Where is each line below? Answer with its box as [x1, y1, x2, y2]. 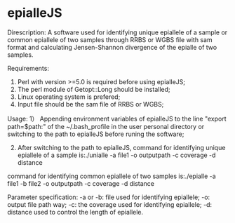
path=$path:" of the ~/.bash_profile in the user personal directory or [7, 122, 205, 130]
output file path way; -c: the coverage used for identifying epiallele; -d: [7, 200, 213, 208]
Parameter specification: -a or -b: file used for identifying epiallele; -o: [7, 193, 210, 201]
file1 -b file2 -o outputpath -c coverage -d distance [7, 179, 154, 187]
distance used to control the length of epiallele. [7, 208, 144, 216]
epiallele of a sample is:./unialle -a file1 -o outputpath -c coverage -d [17, 151, 216, 159]
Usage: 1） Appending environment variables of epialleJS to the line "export [7, 114, 227, 123]
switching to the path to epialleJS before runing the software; [7, 130, 184, 138]
